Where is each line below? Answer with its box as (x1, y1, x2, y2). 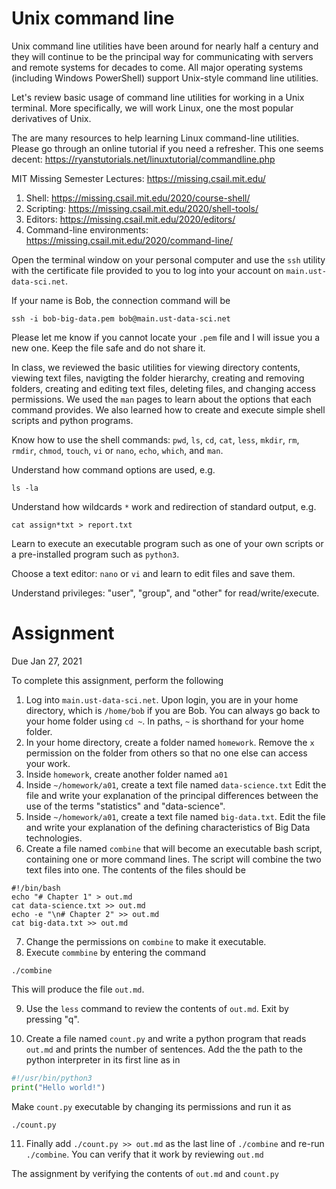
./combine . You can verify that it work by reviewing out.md (25, 1148, 264, 1160)
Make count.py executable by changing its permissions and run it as (11, 1100, 292, 1112)
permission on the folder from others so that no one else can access (25, 747, 308, 759)
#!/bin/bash (11, 883, 61, 893)
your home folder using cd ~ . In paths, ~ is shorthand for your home (25, 715, 304, 727)
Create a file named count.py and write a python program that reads (25, 1032, 307, 1044)
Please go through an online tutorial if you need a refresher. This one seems (11, 142, 324, 154)
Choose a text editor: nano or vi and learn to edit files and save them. (11, 567, 296, 579)
